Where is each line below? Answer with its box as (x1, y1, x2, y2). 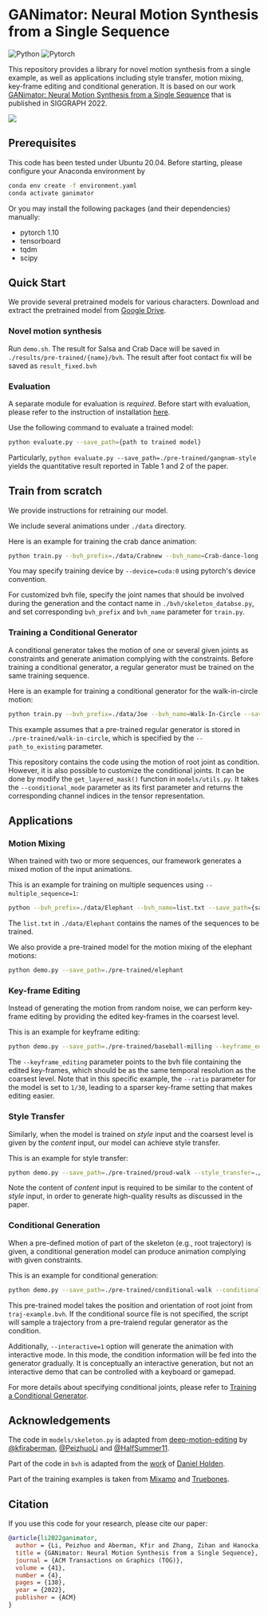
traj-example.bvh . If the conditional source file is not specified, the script (8, 1309, 249, 1318)
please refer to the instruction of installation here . (8, 407, 171, 417)
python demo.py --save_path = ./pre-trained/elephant (8, 966, 183, 975)
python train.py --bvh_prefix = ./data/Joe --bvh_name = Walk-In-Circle (8, 710, 241, 718)
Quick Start (8, 275, 66, 289)
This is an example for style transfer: (8, 1153, 129, 1162)
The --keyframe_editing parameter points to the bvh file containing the (8, 1057, 242, 1067)
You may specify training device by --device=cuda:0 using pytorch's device (8, 566, 256, 576)
